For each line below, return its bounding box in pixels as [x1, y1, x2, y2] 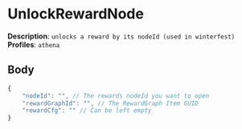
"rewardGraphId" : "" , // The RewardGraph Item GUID [22, 99, 199, 107]
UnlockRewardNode [7, 5, 144, 23]
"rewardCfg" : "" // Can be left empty [22, 107, 152, 115]
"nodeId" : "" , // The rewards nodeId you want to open [22, 91, 210, 100]
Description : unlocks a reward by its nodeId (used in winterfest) [7, 31, 236, 41]
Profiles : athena [7, 39, 60, 49]
